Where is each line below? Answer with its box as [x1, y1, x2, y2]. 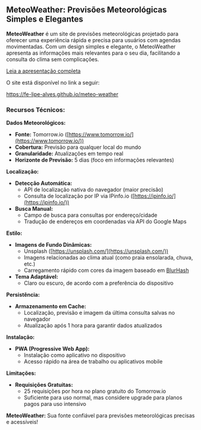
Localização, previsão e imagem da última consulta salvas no [23, 309, 175, 316]
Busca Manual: [14, 205, 53, 213]
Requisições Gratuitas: [14, 381, 74, 389]
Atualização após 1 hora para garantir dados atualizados [23, 322, 163, 329]
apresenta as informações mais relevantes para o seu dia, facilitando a [6, 49, 181, 56]
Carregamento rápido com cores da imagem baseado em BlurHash [23, 267, 190, 274]
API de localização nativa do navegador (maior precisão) [23, 186, 163, 193]
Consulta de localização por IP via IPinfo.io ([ [23, 192, 135, 200]
